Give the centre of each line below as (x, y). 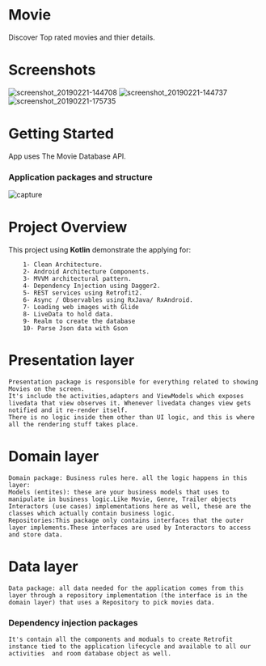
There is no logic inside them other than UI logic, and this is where (131, 417)
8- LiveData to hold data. (68, 314)
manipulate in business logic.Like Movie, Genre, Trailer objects (122, 499)
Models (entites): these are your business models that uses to (119, 492)
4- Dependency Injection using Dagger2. (92, 286)
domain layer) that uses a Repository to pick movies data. (112, 602)
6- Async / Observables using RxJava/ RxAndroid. (108, 300)
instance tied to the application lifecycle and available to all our (130, 647)
